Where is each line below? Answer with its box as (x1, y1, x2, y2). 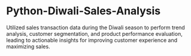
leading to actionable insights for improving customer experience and (6, 36, 178, 43)
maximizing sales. (6, 43, 50, 50)
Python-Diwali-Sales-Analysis (6, 4, 160, 18)
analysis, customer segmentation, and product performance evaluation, (6, 30, 183, 37)
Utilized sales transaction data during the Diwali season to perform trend (6, 24, 186, 31)
